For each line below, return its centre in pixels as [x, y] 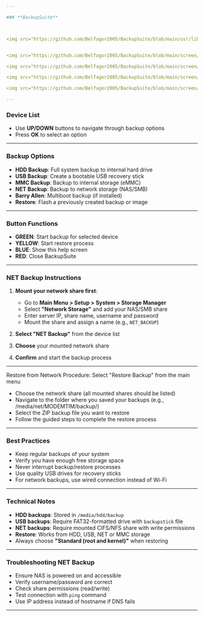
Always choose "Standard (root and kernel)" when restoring [91, 541]
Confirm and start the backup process [63, 358]
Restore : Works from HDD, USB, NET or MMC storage [83, 534]
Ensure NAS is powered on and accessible [68, 576]
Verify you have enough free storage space [70, 460]
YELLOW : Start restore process [54, 243]
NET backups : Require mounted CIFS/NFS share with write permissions [105, 527]
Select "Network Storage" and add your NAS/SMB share [96, 309]
